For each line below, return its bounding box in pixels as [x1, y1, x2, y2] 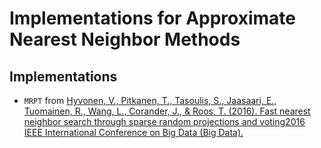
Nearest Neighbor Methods [9, 28, 241, 51]
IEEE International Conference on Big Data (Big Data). [23, 127, 244, 138]
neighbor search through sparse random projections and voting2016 [23, 116, 306, 127]
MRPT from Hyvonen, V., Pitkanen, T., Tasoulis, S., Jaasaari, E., [23, 95, 277, 106]
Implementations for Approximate [9, 7, 296, 30]
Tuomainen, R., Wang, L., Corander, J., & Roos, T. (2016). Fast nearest [23, 105, 311, 117]
